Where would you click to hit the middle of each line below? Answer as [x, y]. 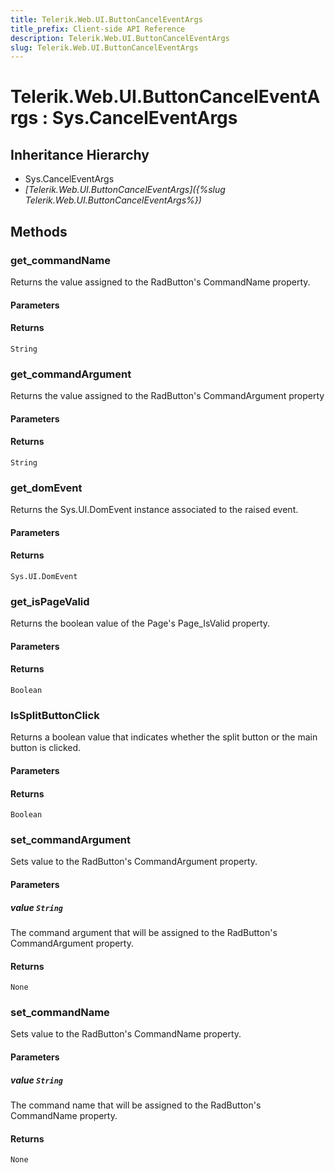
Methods [39, 231]
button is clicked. [46, 748]
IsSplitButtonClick [55, 715]
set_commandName [60, 1013]
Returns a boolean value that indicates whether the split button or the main [164, 737]
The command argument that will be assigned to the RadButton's [144, 932]
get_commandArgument [71, 374]
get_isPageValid [50, 601]
